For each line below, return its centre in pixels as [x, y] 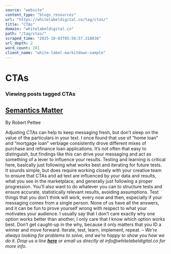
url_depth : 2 [19, 43]
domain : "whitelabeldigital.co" [39, 29]
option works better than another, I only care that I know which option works [85, 219]
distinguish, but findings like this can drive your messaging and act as [78, 154]
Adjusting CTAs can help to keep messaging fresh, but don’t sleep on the [82, 133]
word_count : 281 [22, 48]
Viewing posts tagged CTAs [40, 94]
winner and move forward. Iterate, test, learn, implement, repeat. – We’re [81, 230]
